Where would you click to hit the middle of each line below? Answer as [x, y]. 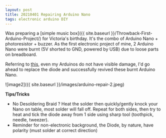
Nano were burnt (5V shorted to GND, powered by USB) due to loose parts [82, 49]
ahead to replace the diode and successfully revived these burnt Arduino [80, 69]
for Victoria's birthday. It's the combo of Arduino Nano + [100, 38]
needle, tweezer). [30, 120]
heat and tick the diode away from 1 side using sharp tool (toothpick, [83, 114]
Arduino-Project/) [23, 38]
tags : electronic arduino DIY [37, 19]
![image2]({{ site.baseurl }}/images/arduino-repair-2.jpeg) [65, 84]
